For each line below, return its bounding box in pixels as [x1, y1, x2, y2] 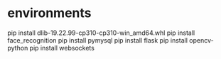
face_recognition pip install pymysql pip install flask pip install [7, 36, 188, 44]
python [7, 43, 28, 52]
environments [7, 5, 92, 21]
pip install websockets [29, 43, 95, 52]
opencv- [189, 36, 215, 44]
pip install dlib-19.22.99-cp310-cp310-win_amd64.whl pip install [7, 28, 195, 37]
